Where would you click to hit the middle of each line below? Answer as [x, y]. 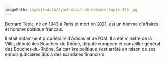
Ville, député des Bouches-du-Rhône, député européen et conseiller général [82, 44]
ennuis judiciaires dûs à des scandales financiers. [55, 54]
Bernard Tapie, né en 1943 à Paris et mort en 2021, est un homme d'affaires [82, 24]
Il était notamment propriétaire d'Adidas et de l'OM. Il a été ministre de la [79, 38]
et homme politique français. [34, 29]
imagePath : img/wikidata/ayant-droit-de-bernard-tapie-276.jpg [71, 10]
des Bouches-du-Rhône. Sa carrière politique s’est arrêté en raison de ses [80, 49]
